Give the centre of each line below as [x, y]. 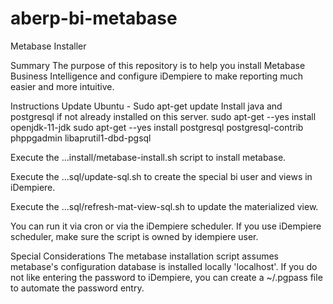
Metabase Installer [48, 46]
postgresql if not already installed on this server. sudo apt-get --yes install [163, 116]
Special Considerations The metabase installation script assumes [144, 256]
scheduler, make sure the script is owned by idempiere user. [134, 236]
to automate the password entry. [77, 288]
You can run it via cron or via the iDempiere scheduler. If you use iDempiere [166, 226]
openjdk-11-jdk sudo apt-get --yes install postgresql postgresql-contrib [157, 127]
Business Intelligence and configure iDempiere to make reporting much [156, 76]
